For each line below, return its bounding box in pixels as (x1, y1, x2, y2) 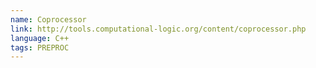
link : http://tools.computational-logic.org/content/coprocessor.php (10, 24, 307, 34)
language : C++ (10, 33, 70, 43)
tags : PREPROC (10, 42, 70, 53)
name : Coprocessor (10, 14, 87, 25)
